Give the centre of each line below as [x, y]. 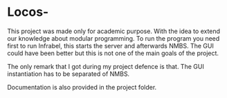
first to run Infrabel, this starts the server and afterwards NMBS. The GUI [111, 46]
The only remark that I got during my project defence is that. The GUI [106, 66]
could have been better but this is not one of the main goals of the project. [113, 53]
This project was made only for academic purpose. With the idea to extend [113, 31]
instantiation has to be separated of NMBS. [69, 74]
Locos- [28, 12]
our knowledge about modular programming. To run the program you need [113, 38]
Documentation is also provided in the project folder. [82, 87]
